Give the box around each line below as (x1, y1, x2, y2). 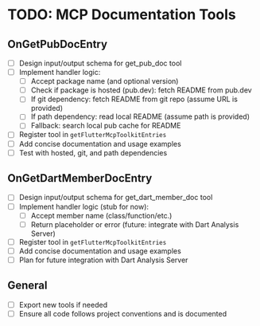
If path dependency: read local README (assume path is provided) (30, 112, 250, 121)
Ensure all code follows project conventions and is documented (18, 308, 227, 318)
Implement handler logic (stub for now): (18, 202, 149, 211)
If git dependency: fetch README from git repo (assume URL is (30, 94, 238, 104)
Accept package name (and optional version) (30, 77, 179, 86)
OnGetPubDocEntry (7, 37, 108, 51)
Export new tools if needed (18, 300, 108, 309)
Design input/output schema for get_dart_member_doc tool (18, 193, 213, 202)
